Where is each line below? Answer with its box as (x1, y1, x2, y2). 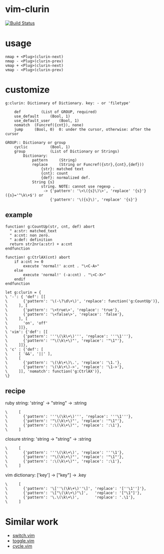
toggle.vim (12, 538, 34, 544)
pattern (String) (31, 157, 77, 162)
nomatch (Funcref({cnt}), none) (14, 122, 84, 127)
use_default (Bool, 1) (14, 114, 70, 119)
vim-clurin (5, 4, 50, 15)
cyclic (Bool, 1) (14, 144, 70, 149)
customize (5, 84, 50, 96)
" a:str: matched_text (9, 228, 57, 234)
